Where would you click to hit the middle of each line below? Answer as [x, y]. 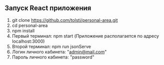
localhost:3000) [28, 41]
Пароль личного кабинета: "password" [53, 57]
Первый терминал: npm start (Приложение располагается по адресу [85, 36]
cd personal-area [30, 25]
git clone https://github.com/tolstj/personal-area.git [65, 20]
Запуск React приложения [48, 8]
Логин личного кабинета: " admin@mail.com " [59, 52]
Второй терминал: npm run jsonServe [51, 46]
